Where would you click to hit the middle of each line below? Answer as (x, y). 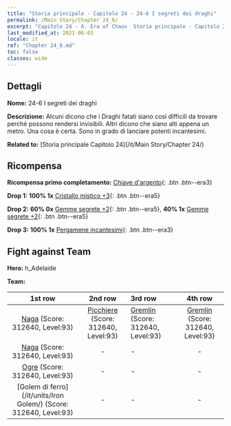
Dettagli (24, 87)
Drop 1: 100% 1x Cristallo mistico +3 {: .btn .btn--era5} (84, 196)
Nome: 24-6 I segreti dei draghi (52, 103)
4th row (200, 298)
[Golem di (33, 387)
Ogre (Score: (43, 367)
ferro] (59, 387)
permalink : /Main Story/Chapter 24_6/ (63, 20)
